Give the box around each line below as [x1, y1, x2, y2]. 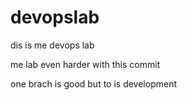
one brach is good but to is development [10, 77, 177, 90]
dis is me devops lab [10, 39, 95, 51]
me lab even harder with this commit [10, 58, 161, 70]
